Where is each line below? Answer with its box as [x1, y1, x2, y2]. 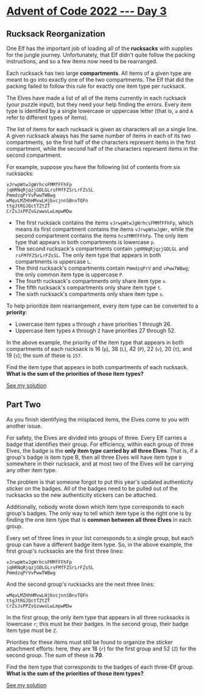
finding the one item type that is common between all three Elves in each [6, 516, 192, 523]
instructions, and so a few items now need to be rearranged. [6, 58, 158, 65]
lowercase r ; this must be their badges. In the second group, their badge [6, 620, 189, 627]
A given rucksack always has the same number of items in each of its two [6, 132, 191, 139]
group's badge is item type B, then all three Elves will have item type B [6, 453, 182, 461]
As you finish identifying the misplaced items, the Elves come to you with [6, 416, 190, 423]
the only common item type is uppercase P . [15, 271, 124, 278]
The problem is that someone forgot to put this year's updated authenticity [6, 478, 194, 486]
